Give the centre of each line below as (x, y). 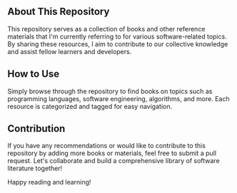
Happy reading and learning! (49, 182)
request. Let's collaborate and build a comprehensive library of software (114, 161)
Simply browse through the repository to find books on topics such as (110, 91)
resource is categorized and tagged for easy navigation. (90, 106)
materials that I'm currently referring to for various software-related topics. (117, 36)
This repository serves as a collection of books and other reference (106, 28)
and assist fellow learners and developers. (70, 51)
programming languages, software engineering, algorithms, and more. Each (118, 98)
